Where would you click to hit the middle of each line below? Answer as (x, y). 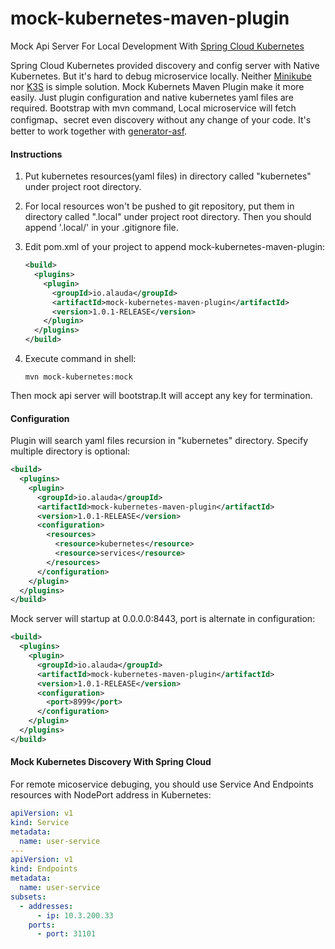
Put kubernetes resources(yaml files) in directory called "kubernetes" (168, 176)
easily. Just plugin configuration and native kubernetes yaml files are (152, 97)
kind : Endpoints (44, 869)
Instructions (36, 154)
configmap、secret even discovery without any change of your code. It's (161, 119)
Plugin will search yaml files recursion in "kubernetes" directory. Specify (159, 441)
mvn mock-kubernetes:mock (78, 377)
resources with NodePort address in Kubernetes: (111, 795)
